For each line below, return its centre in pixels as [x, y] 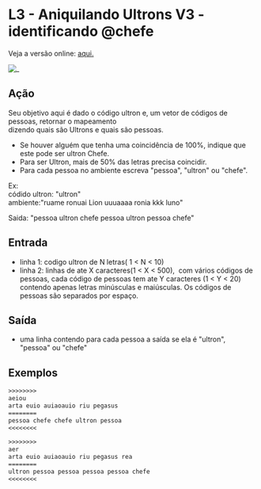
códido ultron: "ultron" [45, 194]
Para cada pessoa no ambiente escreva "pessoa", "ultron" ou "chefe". [134, 170]
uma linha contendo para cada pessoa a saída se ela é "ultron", [123, 339]
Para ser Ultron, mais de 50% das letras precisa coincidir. [113, 162]
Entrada [28, 243]
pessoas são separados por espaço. [79, 296]
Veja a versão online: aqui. [51, 53]
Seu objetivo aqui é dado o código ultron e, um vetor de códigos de [118, 113]
